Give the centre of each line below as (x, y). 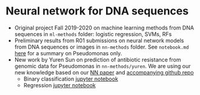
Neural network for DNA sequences (97, 11)
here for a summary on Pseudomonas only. (68, 53)
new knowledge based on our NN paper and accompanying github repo (104, 72)
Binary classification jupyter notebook (71, 79)
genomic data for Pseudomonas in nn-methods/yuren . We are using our (103, 66)
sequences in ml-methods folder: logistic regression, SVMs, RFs (93, 34)
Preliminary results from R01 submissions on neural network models (99, 40)
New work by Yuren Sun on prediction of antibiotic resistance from (98, 60)
